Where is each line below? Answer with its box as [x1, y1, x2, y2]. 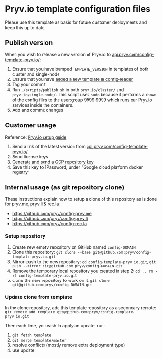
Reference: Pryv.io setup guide [5, 134, 67, 140]
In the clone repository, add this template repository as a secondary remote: [5, 304, 156, 311]
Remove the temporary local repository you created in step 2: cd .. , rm [12, 268, 153, 274]
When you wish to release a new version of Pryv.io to [5, 51, 111, 57]
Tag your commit [12, 81, 46, 87]
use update [12, 347, 35, 353]
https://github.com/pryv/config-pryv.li [12, 216, 88, 221]
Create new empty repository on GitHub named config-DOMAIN [12, 244, 136, 250]
